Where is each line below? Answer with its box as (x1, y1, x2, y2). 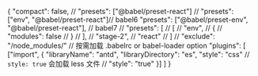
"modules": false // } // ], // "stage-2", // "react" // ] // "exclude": (7, 31, 215, 41)
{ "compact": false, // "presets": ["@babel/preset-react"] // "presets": (7, 7, 234, 16)
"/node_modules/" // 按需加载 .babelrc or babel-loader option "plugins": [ (7, 41, 246, 50)
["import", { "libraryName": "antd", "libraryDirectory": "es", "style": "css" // (7, 50, 250, 59)
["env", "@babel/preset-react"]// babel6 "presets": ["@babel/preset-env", (7, 15, 249, 24)
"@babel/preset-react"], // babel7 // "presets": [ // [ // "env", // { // (7, 24, 222, 32)
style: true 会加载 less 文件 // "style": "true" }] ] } (7, 59, 172, 68)
